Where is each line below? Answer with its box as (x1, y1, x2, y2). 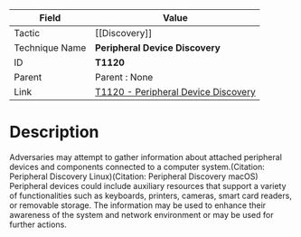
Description (9, 122, 99, 143)
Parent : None (94, 71, 154, 83)
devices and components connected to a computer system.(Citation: (9, 161, 265, 172)
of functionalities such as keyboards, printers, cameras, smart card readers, (9, 190, 292, 201)
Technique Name (14, 42, 87, 53)
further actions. (9, 219, 68, 230)
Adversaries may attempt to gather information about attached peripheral (9, 151, 283, 162)
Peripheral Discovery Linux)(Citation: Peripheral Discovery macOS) (9, 171, 259, 182)
